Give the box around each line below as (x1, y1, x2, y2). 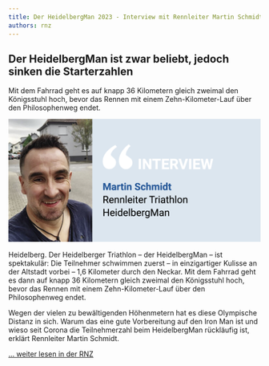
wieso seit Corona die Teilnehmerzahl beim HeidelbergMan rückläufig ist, (8, 325, 250, 335)
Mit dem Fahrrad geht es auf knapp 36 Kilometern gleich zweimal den (8, 86, 239, 96)
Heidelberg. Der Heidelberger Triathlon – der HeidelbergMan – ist (8, 250, 223, 259)
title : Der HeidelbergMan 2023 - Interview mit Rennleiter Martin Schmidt (8, 13, 263, 21)
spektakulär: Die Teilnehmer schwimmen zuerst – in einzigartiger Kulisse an (8, 258, 258, 268)
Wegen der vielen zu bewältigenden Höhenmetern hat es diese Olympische (8, 307, 258, 317)
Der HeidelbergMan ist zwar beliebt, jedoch (8, 52, 230, 66)
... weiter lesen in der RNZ (8, 349, 94, 359)
